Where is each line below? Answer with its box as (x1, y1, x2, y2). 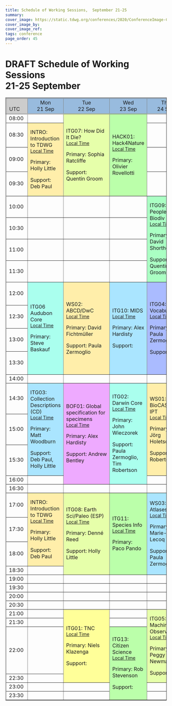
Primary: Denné (66, 529, 104, 537)
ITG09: (149, 201, 166, 208)
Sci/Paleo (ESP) (66, 512, 104, 520)
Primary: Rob (112, 665, 143, 673)
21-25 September (5, 80, 81, 92)
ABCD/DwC (66, 307, 94, 314)
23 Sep (119, 105, 137, 112)
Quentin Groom (66, 175, 103, 182)
